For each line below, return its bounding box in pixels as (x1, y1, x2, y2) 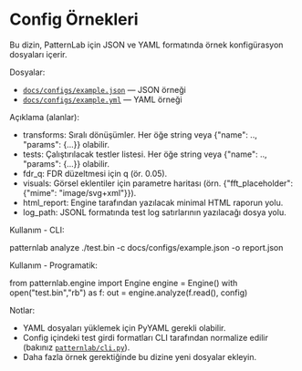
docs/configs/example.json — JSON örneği (22, 84, 187, 95)
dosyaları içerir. (9, 48, 68, 59)
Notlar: (9, 304, 36, 315)
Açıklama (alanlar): (9, 111, 80, 122)
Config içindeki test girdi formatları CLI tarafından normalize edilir (22, 332, 269, 343)
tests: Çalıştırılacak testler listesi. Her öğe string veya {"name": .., (22, 149, 267, 160)
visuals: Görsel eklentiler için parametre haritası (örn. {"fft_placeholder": (22, 178, 294, 189)
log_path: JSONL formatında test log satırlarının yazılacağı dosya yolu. (22, 206, 286, 218)
